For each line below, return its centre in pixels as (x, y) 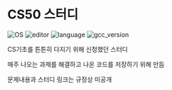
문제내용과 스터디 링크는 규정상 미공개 (60, 79)
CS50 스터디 (43, 15)
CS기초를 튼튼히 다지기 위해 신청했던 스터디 (68, 49)
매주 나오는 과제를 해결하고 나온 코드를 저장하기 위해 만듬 (86, 64)
